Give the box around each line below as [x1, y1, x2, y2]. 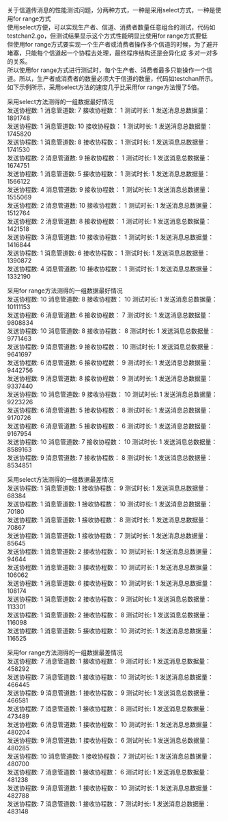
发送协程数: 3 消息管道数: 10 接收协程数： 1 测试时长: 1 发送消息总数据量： [7, 233, 214, 241]
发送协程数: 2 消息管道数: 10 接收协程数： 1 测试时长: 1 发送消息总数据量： [7, 201, 214, 209]
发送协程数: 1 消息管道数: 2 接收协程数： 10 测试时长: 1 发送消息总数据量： [7, 548, 214, 555]
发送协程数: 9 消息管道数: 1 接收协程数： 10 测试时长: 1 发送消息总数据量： [7, 784, 214, 792]
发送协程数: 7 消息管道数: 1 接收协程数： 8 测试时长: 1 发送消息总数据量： [7, 704, 212, 713]
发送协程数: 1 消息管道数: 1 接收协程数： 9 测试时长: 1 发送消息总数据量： [7, 484, 210, 492]
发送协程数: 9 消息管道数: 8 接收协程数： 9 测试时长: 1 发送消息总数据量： [7, 374, 213, 382]
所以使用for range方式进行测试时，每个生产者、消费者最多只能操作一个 [7, 66, 207, 74]
